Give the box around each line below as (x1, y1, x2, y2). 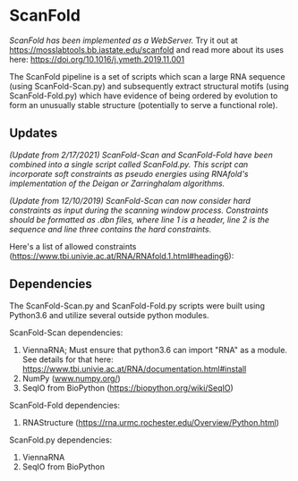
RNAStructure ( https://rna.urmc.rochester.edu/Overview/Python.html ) (21, 417, 280, 427)
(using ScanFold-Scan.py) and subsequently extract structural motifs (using (9, 80, 289, 91)
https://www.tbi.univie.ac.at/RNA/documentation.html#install (21, 363, 247, 374)
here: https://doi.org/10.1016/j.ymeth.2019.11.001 (9, 54, 185, 64)
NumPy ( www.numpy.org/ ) (21, 373, 121, 384)
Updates (9, 126, 58, 141)
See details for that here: (21, 354, 114, 365)
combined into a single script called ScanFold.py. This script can (9, 158, 249, 170)
